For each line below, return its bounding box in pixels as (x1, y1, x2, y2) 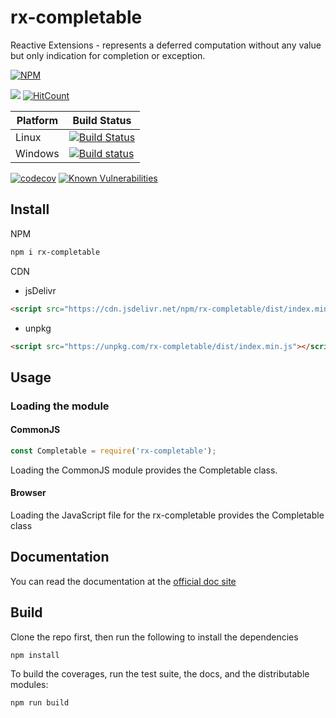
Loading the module (10, 399, 110, 413)
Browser (10, 487, 47, 499)
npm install (10, 650, 60, 660)
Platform (16, 113, 59, 127)
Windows (15, 146, 60, 160)
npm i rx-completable (10, 247, 101, 257)
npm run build (10, 698, 70, 708)
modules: (10, 679, 49, 691)
